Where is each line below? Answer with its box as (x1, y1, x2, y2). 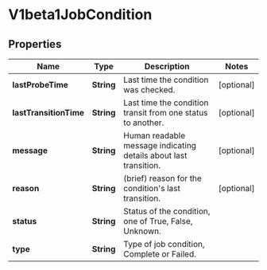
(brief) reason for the (122, 173, 203, 184)
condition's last (122, 183, 180, 194)
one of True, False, (122, 216, 193, 226)
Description (144, 61, 190, 72)
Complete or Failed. (122, 248, 196, 260)
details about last (122, 150, 188, 161)
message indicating (122, 140, 197, 151)
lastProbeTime (12, 80, 69, 90)
